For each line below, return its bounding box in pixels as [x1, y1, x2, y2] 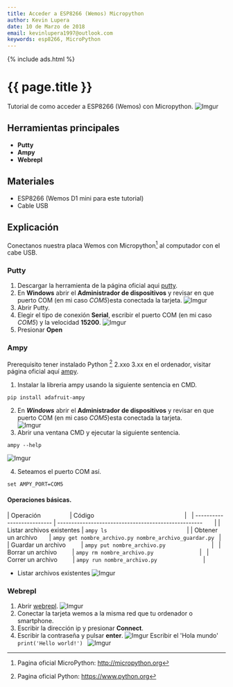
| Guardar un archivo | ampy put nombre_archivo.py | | [7, 541, 221, 549]
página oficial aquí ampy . [7, 367, 78, 375]
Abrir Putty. [17, 303, 50, 312]
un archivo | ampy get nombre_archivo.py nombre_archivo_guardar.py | [7, 533, 222, 541]
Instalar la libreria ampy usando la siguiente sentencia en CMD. [17, 381, 198, 389]
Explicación [7, 221, 59, 233]
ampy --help [7, 442, 42, 449]
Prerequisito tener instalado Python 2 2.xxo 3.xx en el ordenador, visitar [7, 359, 212, 368]
